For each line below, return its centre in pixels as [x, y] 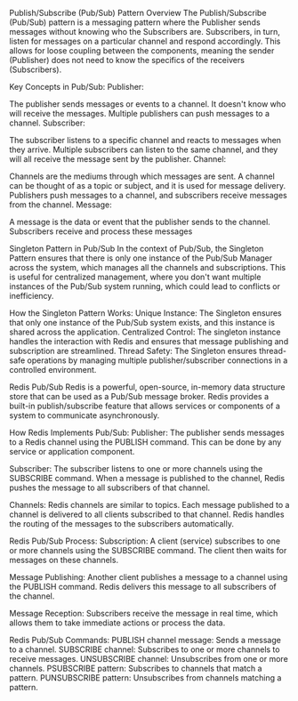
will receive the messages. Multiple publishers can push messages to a [139, 113]
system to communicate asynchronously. [85, 415]
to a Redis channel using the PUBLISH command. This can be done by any [145, 442]
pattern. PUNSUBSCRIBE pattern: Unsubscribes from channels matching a [145, 678]
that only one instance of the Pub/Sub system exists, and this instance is [142, 322]
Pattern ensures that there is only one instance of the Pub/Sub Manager [141, 258]
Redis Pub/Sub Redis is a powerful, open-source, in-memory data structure [148, 387]
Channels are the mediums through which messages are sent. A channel [142, 176]
